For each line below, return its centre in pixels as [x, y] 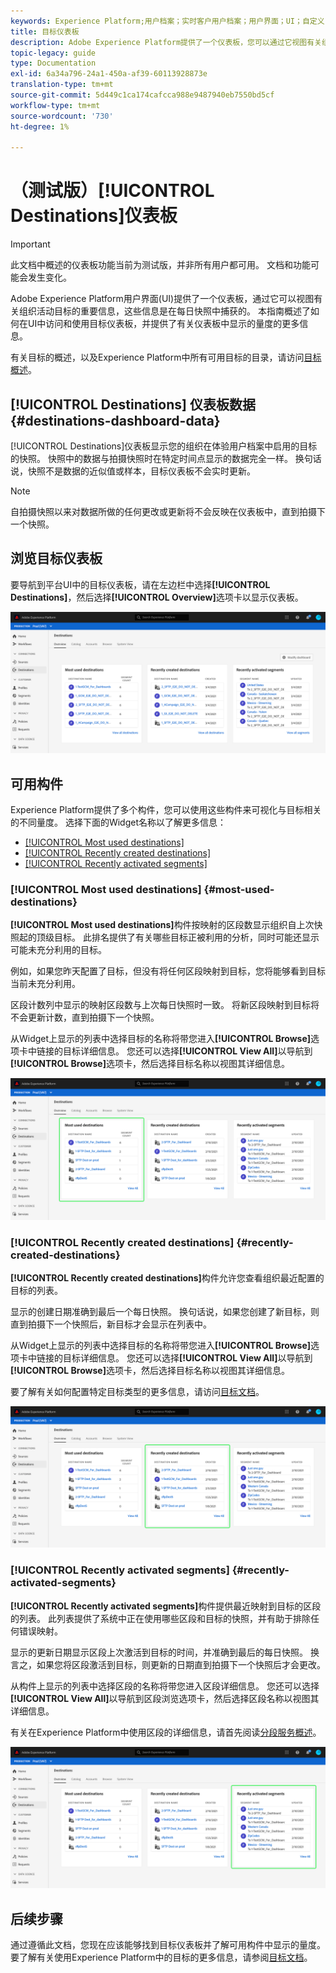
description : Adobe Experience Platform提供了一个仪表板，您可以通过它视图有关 [166, 42]
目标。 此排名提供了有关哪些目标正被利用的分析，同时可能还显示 [186, 937]
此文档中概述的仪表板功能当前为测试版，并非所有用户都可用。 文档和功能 [160, 265]
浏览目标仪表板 [56, 558]
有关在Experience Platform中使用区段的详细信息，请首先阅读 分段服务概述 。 [166, 1732]
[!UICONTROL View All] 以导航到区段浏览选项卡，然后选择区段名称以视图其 [165, 1698]
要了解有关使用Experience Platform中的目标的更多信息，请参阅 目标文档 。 [161, 1957]
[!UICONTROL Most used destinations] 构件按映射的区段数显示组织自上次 [162, 925]
